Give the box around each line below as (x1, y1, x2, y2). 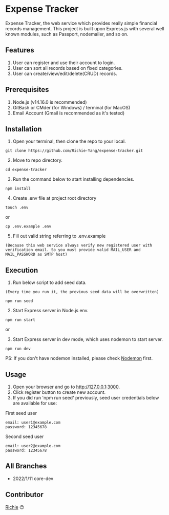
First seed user (5, 410, 37, 416)
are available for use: (12, 400, 57, 406)
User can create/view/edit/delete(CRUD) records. (12, 70, 117, 77)
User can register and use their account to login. (12, 60, 115, 66)
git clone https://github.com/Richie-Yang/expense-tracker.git (5, 148, 143, 154)
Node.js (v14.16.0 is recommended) (12, 99, 87, 105)
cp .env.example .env (5, 224, 52, 229)
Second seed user (5, 433, 44, 440)
